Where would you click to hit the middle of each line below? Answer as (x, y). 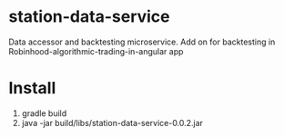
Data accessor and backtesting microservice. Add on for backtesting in (142, 42)
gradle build (44, 113)
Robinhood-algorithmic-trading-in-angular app (96, 51)
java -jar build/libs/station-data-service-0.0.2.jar (112, 122)
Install (32, 88)
